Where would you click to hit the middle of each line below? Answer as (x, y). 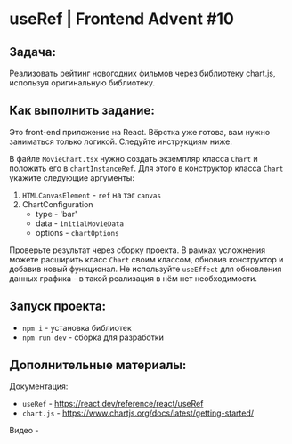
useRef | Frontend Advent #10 (122, 19)
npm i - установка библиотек (77, 327)
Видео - (24, 431)
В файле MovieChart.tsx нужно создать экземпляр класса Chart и (134, 158)
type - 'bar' (56, 214)
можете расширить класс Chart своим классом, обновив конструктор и (146, 259)
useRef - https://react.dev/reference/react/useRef (113, 404)
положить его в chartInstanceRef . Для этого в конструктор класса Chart (146, 168)
